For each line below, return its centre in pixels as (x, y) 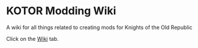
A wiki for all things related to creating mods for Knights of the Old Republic (100, 27)
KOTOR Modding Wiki (61, 11)
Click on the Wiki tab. (32, 39)
